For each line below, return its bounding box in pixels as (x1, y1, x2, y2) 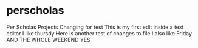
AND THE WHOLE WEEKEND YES (6, 36, 91, 43)
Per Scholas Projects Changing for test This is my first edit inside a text (6, 23, 184, 31)
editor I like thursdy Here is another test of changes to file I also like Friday (6, 29, 193, 37)
